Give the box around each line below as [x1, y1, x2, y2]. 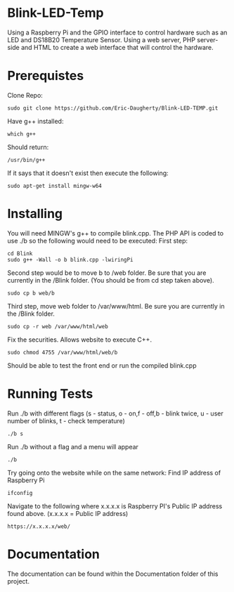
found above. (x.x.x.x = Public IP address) [7, 509, 129, 517]
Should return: [7, 143, 49, 151]
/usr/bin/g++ [7, 156, 46, 163]
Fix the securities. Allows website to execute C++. [7, 335, 152, 344]
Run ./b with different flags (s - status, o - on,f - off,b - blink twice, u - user [7, 409, 223, 418]
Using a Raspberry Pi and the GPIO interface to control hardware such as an [7, 28, 228, 37]
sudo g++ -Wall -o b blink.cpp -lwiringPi [7, 256, 134, 263]
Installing [7, 206, 63, 222]
